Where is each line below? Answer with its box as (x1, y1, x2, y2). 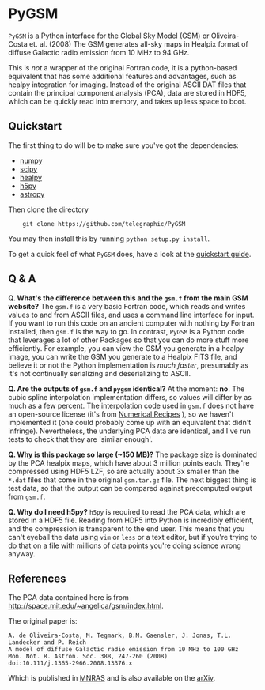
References (8, 571, 66, 585)
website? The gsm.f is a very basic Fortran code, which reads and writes (8, 301, 246, 311)
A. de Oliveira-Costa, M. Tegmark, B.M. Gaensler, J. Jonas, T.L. (8, 632, 232, 640)
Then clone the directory (8, 205, 89, 214)
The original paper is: (8, 616, 78, 626)
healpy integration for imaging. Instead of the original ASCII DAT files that (8, 80, 247, 89)
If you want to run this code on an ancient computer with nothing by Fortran (8, 318, 255, 328)
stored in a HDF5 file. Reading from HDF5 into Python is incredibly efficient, (8, 515, 255, 525)
